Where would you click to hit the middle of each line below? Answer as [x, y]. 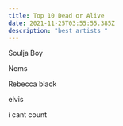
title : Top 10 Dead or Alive [56, 16]
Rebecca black [33, 84]
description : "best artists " [58, 30]
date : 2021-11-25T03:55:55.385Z [61, 23]
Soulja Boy [26, 53]
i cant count [28, 115]
